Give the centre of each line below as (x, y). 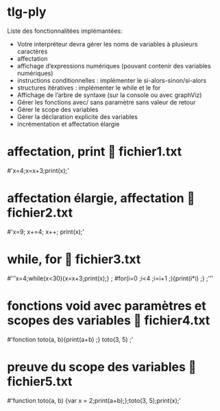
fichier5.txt (40, 381)
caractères (32, 51)
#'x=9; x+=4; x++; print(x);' (46, 231)
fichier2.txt (40, 213)
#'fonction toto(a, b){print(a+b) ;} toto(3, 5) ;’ (70, 339)
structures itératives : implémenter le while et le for (89, 88)
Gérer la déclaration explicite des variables (77, 116)
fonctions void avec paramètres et (107, 306)
